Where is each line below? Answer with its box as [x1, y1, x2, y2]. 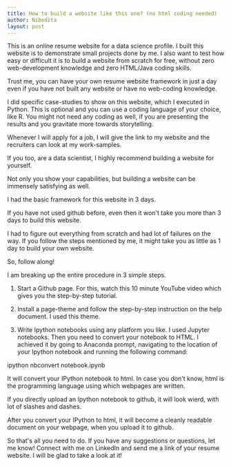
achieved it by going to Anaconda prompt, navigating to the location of [17, 340, 218, 349]
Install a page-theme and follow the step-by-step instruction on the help [17, 305, 222, 313]
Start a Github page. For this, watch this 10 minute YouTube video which [17, 284, 222, 293]
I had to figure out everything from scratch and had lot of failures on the [7, 229, 212, 238]
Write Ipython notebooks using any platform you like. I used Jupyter [17, 326, 210, 334]
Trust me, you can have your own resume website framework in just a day [7, 77, 217, 86]
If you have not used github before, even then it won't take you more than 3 [7, 208, 222, 217]
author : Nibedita [7, 17, 57, 23]
